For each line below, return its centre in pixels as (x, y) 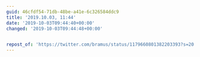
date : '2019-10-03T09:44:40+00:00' (51, 23)
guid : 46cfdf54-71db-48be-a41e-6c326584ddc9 (63, 12)
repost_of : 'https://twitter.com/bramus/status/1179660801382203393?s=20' (101, 45)
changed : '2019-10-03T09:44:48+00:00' (54, 28)
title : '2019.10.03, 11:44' (41, 17)
